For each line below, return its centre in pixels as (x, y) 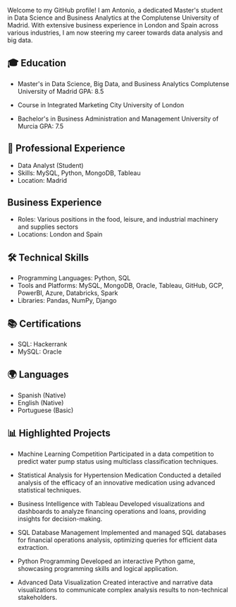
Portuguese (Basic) (45, 410)
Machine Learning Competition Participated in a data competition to (116, 454)
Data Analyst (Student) (50, 165)
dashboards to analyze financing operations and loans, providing (112, 511)
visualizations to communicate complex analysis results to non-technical (123, 589)
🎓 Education (37, 63)
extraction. (33, 547)
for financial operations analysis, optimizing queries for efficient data (117, 540)
